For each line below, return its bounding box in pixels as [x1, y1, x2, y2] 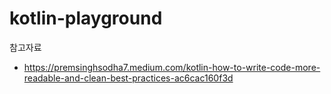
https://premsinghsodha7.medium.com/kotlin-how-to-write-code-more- [23, 61, 321, 73]
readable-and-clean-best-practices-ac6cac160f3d [23, 72, 234, 84]
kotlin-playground [9, 7, 163, 30]
